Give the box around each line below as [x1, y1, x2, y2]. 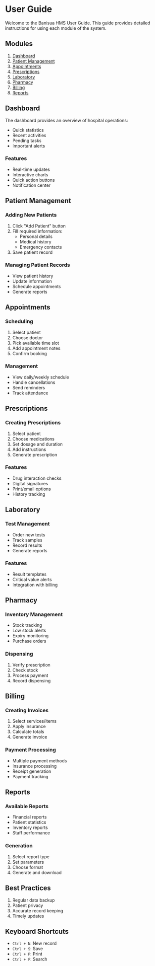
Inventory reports [12, 824, 48, 830]
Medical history [19, 238, 52, 244]
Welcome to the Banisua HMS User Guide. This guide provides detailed [5, 20, 151, 26]
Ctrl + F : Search [12, 956, 48, 962]
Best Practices [5, 884, 51, 892]
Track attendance [12, 390, 49, 396]
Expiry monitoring [12, 633, 49, 639]
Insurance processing [12, 763, 57, 769]
